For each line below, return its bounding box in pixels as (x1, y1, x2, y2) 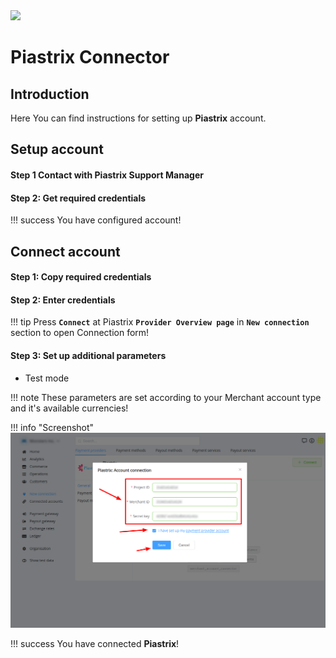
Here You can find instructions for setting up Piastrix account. (10, 112, 267, 124)
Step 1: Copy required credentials (10, 271, 152, 283)
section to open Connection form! (10, 327, 150, 339)
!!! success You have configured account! (10, 214, 182, 226)
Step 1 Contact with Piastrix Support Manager (10, 169, 204, 181)
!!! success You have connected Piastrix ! (10, 638, 180, 650)
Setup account (10, 141, 104, 158)
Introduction (10, 85, 90, 103)
